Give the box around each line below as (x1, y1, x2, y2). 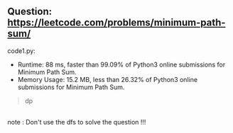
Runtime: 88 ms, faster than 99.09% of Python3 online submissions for (17, 60, 226, 69)
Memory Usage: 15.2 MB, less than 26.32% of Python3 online (17, 75, 197, 83)
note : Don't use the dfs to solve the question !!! (7, 117, 146, 126)
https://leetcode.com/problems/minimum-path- (7, 17, 226, 29)
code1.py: (7, 46, 36, 55)
